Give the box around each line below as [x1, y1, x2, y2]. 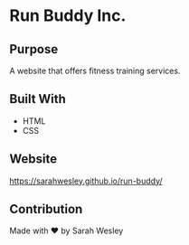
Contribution [9, 202, 83, 217]
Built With [9, 91, 66, 107]
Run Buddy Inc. [9, 5, 127, 26]
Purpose [9, 42, 59, 57]
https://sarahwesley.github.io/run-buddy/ [9, 175, 163, 186]
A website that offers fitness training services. [9, 65, 181, 76]
